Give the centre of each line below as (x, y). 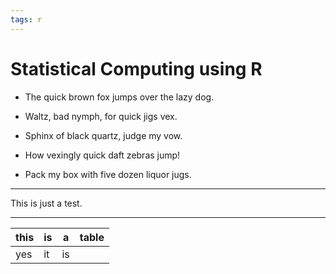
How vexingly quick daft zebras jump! (102, 155)
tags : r (26, 19)
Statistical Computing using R (136, 68)
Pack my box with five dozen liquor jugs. (108, 174)
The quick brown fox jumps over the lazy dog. (119, 97)
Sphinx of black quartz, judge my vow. (103, 135)
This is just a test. (46, 203)
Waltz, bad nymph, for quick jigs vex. (101, 116)
